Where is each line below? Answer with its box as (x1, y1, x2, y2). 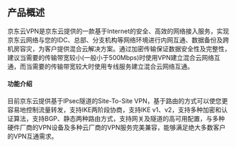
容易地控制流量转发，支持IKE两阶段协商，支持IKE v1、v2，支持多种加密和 (7, 105, 222, 114)
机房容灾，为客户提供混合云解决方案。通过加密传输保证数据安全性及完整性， (7, 45, 231, 53)
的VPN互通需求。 (7, 132, 58, 141)
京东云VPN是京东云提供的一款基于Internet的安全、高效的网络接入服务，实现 (7, 27, 230, 35)
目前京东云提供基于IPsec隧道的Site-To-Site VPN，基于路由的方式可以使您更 (7, 97, 228, 105)
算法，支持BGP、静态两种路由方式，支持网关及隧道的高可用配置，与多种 (13, 114, 225, 123)
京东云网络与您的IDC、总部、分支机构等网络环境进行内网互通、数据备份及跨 (7, 35, 230, 44)
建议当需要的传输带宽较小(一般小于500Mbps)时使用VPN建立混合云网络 (7, 53, 215, 61)
